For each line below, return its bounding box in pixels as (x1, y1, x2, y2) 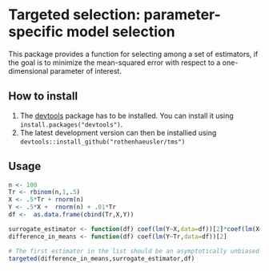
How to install (8, 90, 78, 103)
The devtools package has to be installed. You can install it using (19, 111, 234, 120)
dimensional (8, 66, 49, 75)
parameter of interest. (50, 66, 122, 75)
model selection (66, 22, 175, 41)
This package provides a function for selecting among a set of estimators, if (8, 49, 259, 59)
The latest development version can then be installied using (19, 127, 217, 137)
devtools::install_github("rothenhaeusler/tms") (19, 138, 186, 146)
